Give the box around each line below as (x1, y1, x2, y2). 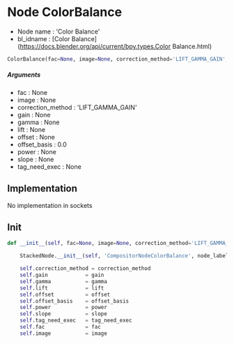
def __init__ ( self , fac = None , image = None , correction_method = (7, 240, 192, 247)
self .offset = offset (19, 291, 111, 298)
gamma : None (17, 118, 60, 126)
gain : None (17, 110, 51, 119)
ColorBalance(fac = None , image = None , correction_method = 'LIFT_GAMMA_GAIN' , (7, 55, 229, 63)
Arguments (7, 70, 41, 79)
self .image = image (19, 329, 108, 337)
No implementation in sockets (7, 201, 93, 209)
